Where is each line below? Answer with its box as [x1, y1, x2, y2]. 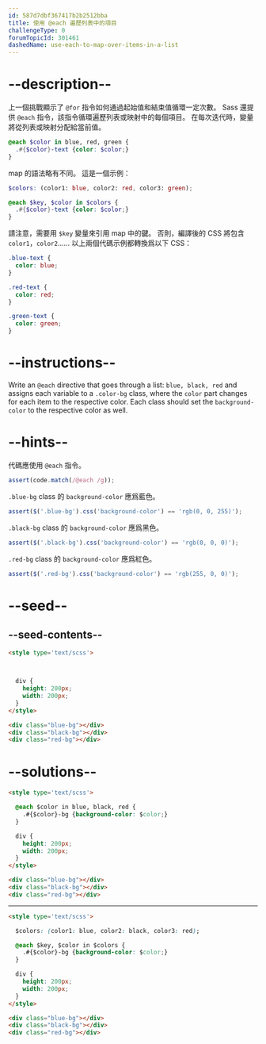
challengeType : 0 [8, 26, 66, 34]
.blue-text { [8, 255, 51, 263]
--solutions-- [8, 762, 97, 781]
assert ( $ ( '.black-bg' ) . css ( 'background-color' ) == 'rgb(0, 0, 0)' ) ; [8, 539, 239, 547]
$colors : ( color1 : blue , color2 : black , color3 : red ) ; [15, 927, 200, 935]
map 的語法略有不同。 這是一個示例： [8, 168, 131, 178]
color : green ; [15, 320, 62, 328]
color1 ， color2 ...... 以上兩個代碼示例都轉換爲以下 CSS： [8, 239, 192, 248]
